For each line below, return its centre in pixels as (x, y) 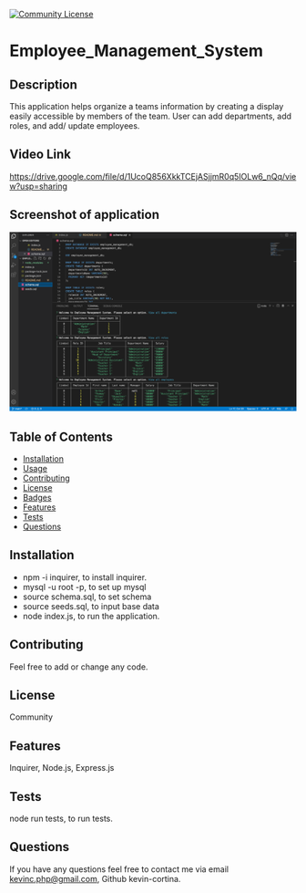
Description (43, 84)
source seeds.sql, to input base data (91, 606)
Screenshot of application (84, 215)
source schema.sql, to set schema (87, 597)
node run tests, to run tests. (61, 818)
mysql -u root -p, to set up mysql (84, 587)
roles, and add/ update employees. (75, 126)
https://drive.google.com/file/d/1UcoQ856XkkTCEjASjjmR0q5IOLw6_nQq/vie (153, 176)
